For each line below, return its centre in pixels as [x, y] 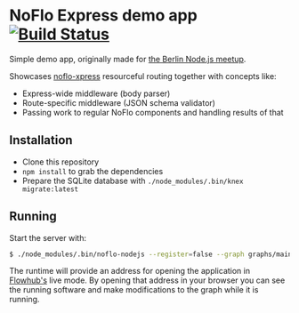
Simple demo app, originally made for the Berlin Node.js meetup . [128, 59]
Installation [41, 140]
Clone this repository [61, 162]
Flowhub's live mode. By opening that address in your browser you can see [147, 280]
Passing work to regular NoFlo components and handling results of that [153, 112]
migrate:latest [50, 189]
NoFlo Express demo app [103, 16]
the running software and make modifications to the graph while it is [134, 290]
